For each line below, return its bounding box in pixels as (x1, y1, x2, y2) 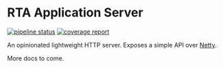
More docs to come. (7, 54, 64, 63)
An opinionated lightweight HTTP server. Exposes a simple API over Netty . (7, 41, 218, 49)
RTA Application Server (7, 5, 143, 21)
